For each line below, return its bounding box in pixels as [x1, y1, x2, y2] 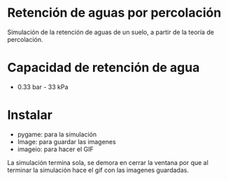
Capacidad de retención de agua [7, 60, 200, 76]
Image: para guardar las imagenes [17, 137, 117, 145]
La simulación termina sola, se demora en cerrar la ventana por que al [7, 158, 208, 166]
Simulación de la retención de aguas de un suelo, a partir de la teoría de [7, 28, 215, 36]
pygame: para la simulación [17, 130, 97, 139]
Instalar [7, 107, 52, 123]
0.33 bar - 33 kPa [17, 82, 69, 91]
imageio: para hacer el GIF [17, 145, 94, 153]
